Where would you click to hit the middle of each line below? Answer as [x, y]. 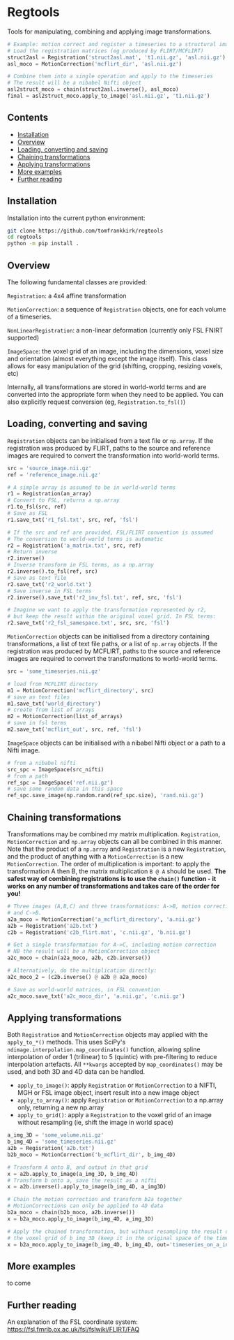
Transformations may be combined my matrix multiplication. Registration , [114, 834]
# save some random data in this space [65, 789]
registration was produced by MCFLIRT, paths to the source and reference [114, 651]
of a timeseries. [30, 316]
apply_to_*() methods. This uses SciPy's [67, 1042]
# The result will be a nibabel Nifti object [74, 83]
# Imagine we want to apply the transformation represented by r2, [107, 610]
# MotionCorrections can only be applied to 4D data [85, 1206]
